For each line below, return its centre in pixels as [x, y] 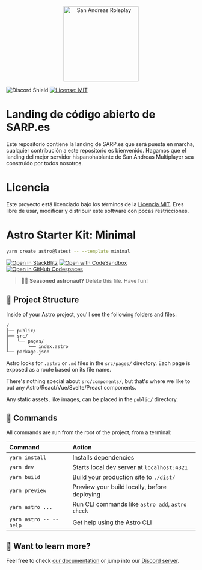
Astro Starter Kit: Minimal [71, 235]
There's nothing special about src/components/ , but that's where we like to [98, 381]
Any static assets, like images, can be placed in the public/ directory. [92, 399]
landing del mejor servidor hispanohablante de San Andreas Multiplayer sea [100, 157]
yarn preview [28, 491]
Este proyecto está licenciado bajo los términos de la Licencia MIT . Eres [95, 204]
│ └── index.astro [37, 346]
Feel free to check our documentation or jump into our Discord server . [93, 561]
